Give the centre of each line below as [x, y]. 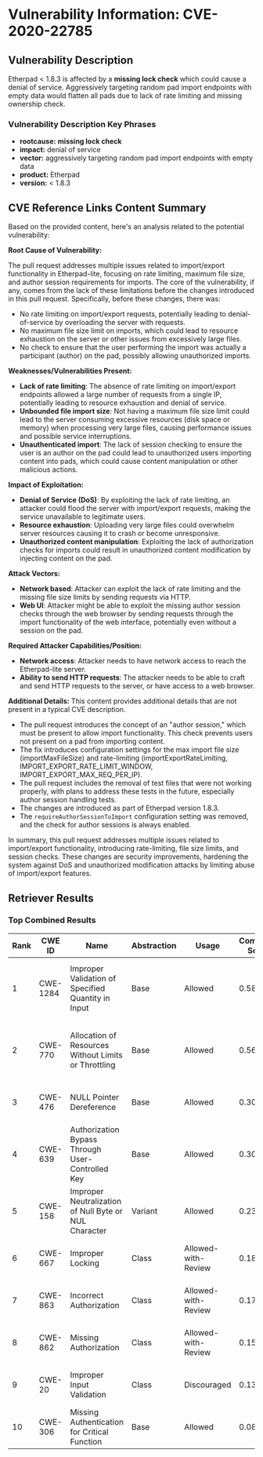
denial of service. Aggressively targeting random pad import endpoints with [130, 87]
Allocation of [94, 1035]
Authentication [97, 1422]
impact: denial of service [60, 150]
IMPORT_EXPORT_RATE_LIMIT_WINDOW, [86, 766]
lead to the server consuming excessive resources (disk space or [125, 420]
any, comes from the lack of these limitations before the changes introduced [131, 290]
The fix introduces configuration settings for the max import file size [129, 750]
